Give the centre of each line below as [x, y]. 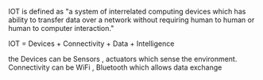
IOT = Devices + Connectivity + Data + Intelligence [91, 44]
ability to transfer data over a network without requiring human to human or [131, 20]
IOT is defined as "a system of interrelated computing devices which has [127, 11]
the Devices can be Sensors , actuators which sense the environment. [123, 59]
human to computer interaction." [61, 28]
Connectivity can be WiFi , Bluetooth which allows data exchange [115, 67]
